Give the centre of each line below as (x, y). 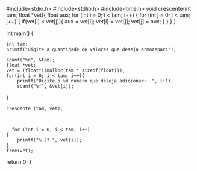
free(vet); (20, 151)
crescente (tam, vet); (35, 108)
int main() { (20, 33)
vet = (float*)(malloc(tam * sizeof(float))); (66, 70)
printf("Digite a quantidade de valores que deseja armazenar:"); (91, 49)
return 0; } (19, 162)
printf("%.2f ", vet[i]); (50, 140)
